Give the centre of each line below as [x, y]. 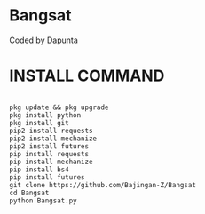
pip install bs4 [39, 170]
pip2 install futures [49, 146]
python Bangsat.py [43, 201]
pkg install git [39, 123]
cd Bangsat [29, 193]
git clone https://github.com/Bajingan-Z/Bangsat [103, 185]
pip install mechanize [51, 162]
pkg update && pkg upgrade [59, 107]
